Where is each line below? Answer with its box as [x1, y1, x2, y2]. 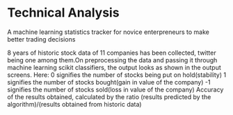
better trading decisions [7, 35, 76, 43]
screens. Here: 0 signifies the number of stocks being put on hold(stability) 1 [7, 71, 227, 79]
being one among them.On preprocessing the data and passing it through [7, 55, 218, 64]
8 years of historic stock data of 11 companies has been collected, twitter [7, 48, 217, 57]
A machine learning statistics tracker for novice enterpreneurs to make [7, 28, 210, 36]
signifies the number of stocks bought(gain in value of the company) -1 [7, 78, 211, 86]
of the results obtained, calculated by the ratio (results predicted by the [7, 92, 211, 101]
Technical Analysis [7, 5, 120, 21]
